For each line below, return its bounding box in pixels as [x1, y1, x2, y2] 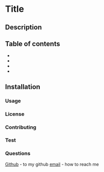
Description [5, 23, 42, 31]
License [5, 111, 25, 117]
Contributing [5, 124, 36, 131]
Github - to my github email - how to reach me [5, 161, 99, 167]
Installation [5, 83, 40, 91]
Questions [5, 150, 31, 157]
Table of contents [5, 39, 60, 48]
